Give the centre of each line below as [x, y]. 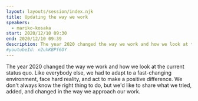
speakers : [18, 22]
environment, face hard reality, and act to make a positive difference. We [94, 79]
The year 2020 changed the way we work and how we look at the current [95, 66]
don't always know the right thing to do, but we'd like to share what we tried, [99, 85]
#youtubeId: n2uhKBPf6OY [37, 50]
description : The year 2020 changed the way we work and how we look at [97, 45]
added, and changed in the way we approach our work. [73, 91]
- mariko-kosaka [31, 28]
